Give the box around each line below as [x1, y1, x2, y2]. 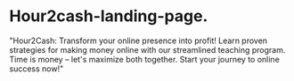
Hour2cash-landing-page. [9, 6, 208, 26]
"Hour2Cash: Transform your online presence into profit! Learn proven [9, 35, 268, 46]
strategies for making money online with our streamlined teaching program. [9, 44, 286, 55]
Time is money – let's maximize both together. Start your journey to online [9, 54, 281, 64]
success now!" [9, 63, 64, 74]
